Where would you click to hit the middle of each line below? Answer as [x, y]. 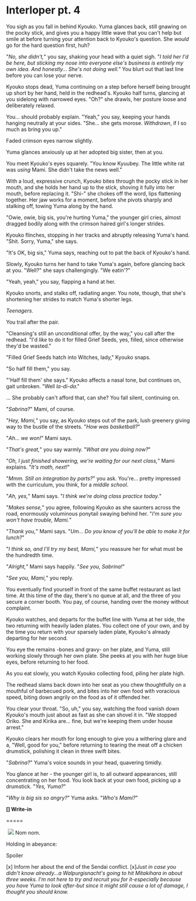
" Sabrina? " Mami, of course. [40, 409]
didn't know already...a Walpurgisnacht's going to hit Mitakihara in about [94, 873]
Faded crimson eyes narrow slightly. [50, 140]
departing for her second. [37, 638]
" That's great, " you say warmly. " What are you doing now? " [78, 449]
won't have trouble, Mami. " [39, 520]
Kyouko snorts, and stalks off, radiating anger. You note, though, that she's [96, 293]
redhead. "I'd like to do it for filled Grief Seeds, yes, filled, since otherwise [95, 339]
